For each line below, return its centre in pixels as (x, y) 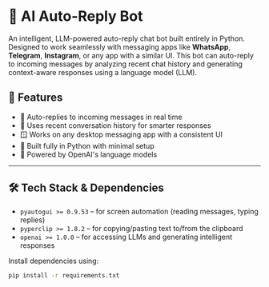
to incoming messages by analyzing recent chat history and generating (125, 64)
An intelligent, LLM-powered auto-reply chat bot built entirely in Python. (127, 38)
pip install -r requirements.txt (64, 275)
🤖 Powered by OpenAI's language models (88, 154)
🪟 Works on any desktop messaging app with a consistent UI (121, 134)
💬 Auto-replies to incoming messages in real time (101, 117)
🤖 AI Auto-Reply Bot (76, 16)
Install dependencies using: (54, 261)
